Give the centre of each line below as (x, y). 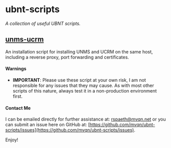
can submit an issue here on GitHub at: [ (48, 125)
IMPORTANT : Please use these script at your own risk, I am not (79, 80)
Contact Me (18, 108)
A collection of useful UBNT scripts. (43, 23)
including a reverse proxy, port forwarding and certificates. (67, 57)
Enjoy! (12, 140)
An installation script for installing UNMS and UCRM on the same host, (79, 51)
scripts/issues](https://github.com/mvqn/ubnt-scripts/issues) (70, 130)
